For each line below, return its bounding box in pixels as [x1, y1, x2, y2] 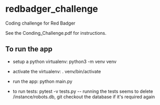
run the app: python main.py [12, 78, 73, 85]
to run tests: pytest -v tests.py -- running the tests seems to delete [12, 88, 153, 94]
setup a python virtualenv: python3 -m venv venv [12, 58, 117, 65]
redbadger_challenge [5, 3, 98, 15]
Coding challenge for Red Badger [5, 20, 76, 26]
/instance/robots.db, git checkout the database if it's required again [12, 93, 155, 100]
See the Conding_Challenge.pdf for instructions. [5, 30, 106, 36]
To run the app [5, 45, 53, 54]
